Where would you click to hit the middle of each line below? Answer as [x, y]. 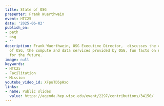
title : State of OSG [26, 10]
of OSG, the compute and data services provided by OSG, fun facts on [83, 50]
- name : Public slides [28, 91]
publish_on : [17, 28]
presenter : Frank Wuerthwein [35, 14]
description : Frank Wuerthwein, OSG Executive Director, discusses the [81, 46]
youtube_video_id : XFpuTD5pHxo [37, 82]
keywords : [15, 64]
